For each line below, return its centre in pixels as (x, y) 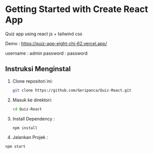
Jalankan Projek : (30, 137)
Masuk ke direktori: (32, 100)
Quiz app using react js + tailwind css (44, 34)
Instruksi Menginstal (38, 69)
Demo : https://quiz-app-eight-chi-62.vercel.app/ (56, 43)
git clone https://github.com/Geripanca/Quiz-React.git (72, 90)
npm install (25, 128)
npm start (15, 146)
